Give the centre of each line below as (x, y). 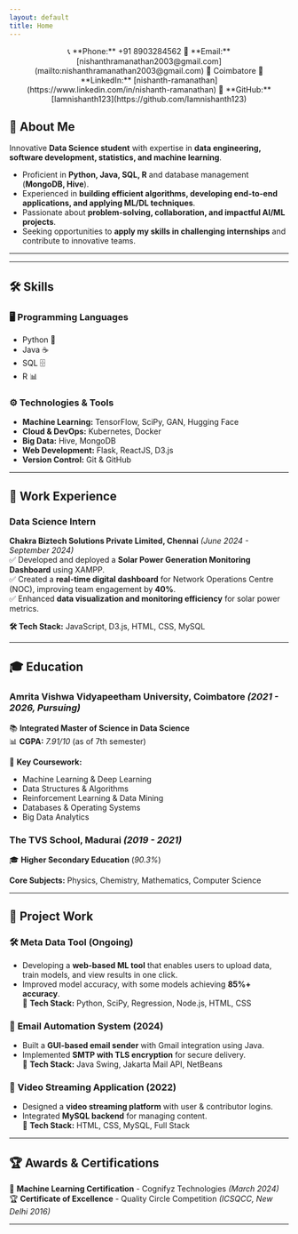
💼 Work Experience (63, 496)
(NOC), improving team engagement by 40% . (93, 589)
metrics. (24, 608)
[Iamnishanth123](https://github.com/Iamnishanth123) (149, 99)
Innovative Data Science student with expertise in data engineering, (135, 148)
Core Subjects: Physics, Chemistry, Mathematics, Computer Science (135, 880)
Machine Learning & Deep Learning (87, 779)
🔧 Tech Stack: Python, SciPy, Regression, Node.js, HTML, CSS (137, 1003)
